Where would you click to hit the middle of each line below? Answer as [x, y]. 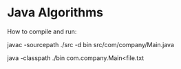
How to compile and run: [42, 31]
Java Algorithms [55, 13]
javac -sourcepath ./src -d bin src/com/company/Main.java [90, 44]
